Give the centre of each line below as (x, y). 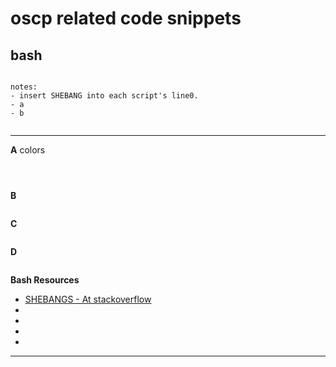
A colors (28, 150)
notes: (24, 87)
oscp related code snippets (126, 18)
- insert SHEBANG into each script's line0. (104, 96)
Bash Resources (45, 280)
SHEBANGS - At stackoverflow (88, 299)
